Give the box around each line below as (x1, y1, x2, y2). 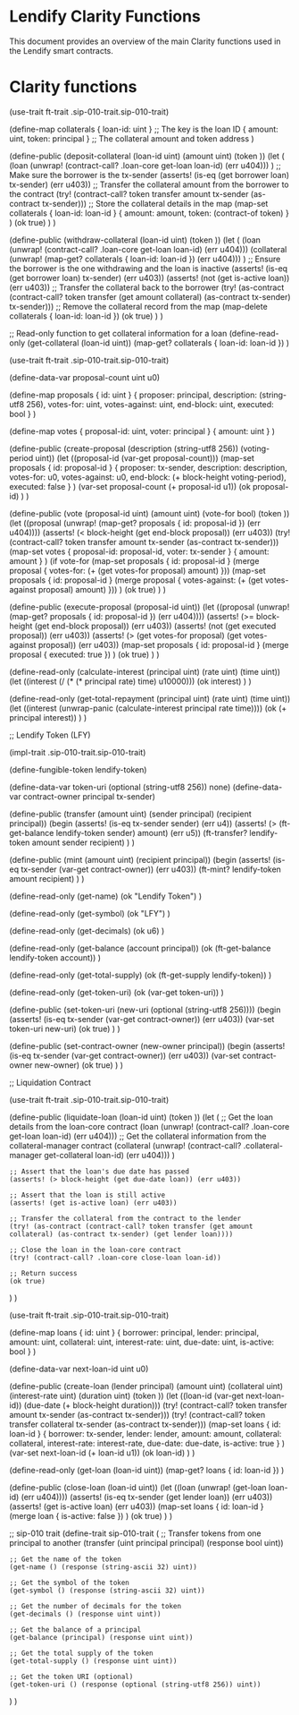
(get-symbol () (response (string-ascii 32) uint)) (9, 1586, 205, 1595)
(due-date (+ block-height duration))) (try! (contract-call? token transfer (23, 1399, 287, 1411)
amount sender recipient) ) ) (31, 837, 136, 848)
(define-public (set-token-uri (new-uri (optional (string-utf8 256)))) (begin (9, 1004, 281, 1015)
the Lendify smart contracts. (9, 45, 114, 55)
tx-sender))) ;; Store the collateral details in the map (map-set (41, 198, 269, 209)
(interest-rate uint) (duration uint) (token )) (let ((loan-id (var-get (9, 1390, 244, 1401)
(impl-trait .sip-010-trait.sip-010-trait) (9, 747, 146, 757)
